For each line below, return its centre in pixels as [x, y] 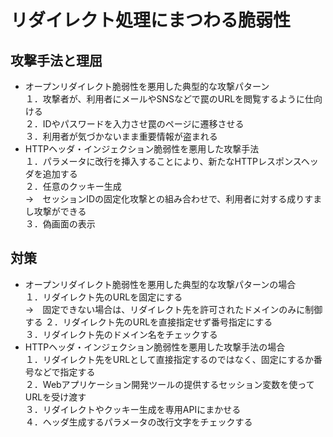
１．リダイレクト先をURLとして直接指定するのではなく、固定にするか [169, 359]
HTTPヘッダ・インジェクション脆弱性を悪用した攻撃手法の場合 [155, 347]
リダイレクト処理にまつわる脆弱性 [151, 20]
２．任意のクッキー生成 [73, 186]
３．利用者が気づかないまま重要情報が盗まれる [121, 136]
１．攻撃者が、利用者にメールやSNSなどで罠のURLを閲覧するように [165, 99]
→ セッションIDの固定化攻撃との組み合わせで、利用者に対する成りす [169, 199]
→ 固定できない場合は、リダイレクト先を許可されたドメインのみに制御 [173, 309]
